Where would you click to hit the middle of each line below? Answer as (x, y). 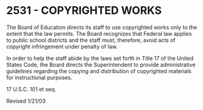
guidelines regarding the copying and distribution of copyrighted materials (99, 71)
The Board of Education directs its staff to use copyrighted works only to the (102, 27)
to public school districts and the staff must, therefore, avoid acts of (91, 40)
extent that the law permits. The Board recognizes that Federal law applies (99, 33)
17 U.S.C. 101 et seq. (31, 89)
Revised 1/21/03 (26, 101)
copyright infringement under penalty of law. (62, 47)
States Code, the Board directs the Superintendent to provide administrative (101, 65)
